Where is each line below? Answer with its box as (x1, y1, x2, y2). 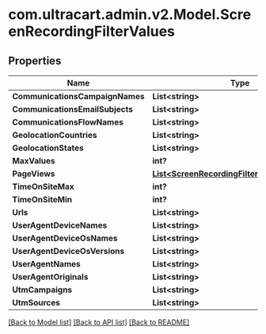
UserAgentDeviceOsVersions (12, 246, 125, 256)
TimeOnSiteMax (12, 181, 74, 192)
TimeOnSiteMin (12, 194, 73, 205)
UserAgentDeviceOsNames (12, 232, 118, 244)
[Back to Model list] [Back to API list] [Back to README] (8, 317, 190, 327)
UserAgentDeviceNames (12, 220, 108, 231)
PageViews (12, 168, 55, 179)
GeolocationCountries (12, 129, 97, 140)
